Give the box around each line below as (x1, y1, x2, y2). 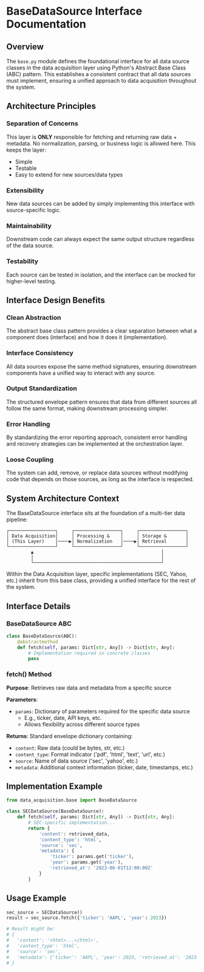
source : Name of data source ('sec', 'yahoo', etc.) (15, 757, 138, 764)
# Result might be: (6, 926, 56, 932)
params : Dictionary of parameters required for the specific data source (15, 708, 190, 715)
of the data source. (6, 242, 54, 249)
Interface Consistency (6, 349, 74, 357)
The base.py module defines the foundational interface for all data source (6, 58, 190, 65)
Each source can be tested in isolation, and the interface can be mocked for (6, 271, 196, 278)
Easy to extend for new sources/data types (15, 171, 123, 178)
